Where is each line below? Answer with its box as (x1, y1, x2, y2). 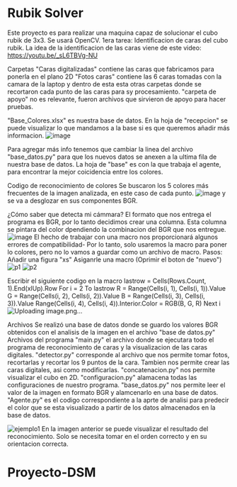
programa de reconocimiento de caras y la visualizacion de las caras (7, 342, 208, 352)
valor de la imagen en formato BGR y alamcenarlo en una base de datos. (7, 388, 219, 396)
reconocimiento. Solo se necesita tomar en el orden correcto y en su (7, 432, 207, 440)
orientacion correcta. (7, 440, 69, 448)
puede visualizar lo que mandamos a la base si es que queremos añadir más (7, 123, 230, 132)
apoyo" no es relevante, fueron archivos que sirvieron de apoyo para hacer (7, 94, 226, 103)
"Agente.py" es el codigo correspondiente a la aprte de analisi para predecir (7, 396, 229, 404)
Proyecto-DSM (7, 464, 96, 481)
